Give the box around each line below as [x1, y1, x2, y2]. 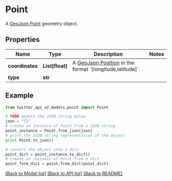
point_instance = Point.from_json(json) [5, 128, 93, 133]
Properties [5, 35, 40, 44]
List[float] [42, 62, 68, 70]
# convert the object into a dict [5, 147, 79, 152]
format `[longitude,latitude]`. [72, 65, 141, 73]
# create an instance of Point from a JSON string [5, 124, 116, 129]
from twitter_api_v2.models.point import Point [5, 105, 109, 110]
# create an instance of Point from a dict [5, 156, 100, 162]
